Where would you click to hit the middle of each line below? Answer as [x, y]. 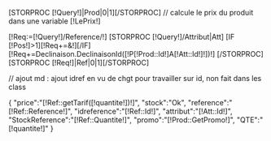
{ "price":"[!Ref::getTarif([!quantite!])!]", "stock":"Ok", [97, 103]
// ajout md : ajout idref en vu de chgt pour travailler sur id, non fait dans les [135, 78]
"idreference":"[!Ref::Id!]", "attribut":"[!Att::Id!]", [154, 111]
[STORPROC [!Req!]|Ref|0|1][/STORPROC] [79, 62]
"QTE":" [250, 120]
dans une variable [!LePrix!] [55, 21]
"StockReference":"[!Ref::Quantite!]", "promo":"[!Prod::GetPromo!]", [122, 120]
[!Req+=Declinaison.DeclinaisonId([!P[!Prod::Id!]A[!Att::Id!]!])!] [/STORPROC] [136, 54]
